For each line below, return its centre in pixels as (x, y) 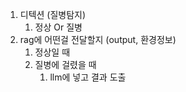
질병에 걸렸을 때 (65, 64)
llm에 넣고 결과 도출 (88, 77)
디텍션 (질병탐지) (53, 14)
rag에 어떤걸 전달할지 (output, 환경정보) (98, 39)
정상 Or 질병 (58, 27)
